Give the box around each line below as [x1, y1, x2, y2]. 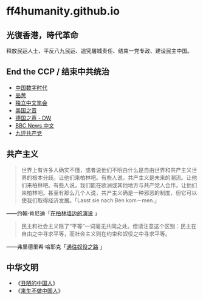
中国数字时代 [15, 84, 47, 91]
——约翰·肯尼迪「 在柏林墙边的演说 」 [6, 210, 100, 217]
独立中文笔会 [15, 99, 47, 106]
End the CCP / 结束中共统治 [6, 67, 110, 77]
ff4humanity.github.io [6, 4, 120, 18]
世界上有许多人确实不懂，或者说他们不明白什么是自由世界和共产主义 [21, 166, 192, 174]
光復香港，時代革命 [6, 30, 78, 40]
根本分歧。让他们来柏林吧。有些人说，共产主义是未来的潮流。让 [32, 174, 192, 181]
